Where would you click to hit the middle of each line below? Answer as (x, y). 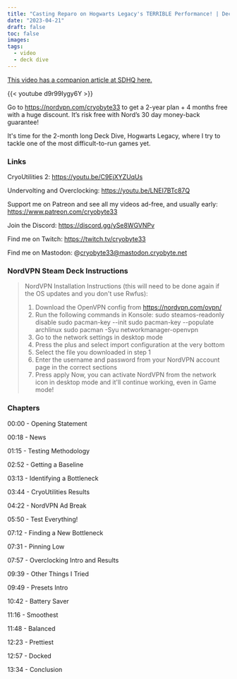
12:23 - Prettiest (31, 642)
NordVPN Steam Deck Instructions (68, 271)
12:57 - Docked (29, 656)
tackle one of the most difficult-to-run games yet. (79, 143)
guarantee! (23, 122)
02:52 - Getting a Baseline (45, 464)
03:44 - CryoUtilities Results (49, 491)
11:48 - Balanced (31, 628)
